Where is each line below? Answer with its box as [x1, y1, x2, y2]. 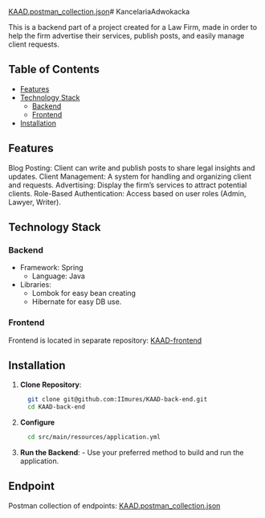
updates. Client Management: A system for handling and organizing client [8, 171, 251, 181]
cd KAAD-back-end [27, 403, 86, 411]
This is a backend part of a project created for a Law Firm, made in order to [8, 23, 258, 31]
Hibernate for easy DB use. [31, 297, 122, 306]
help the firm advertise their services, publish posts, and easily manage [8, 31, 245, 40]
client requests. [8, 39, 60, 49]
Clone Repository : [19, 380, 82, 389]
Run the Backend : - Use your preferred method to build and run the [19, 448, 244, 458]
